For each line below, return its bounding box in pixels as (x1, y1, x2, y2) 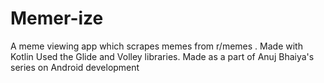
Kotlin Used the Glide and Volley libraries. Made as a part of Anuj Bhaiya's (10, 50, 315, 62)
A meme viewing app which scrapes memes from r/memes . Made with (10, 40, 303, 52)
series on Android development (10, 61, 140, 73)
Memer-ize (10, 7, 104, 30)
